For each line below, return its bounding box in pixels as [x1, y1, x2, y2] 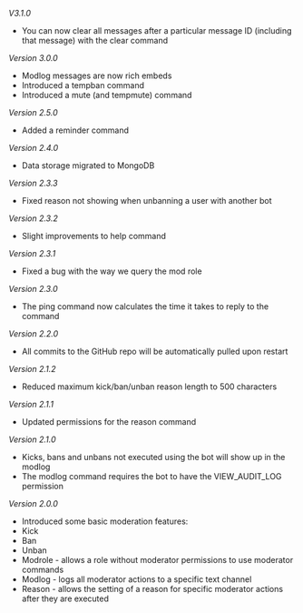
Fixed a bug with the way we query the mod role [21, 266, 202, 276]
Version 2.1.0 [8, 434, 56, 445]
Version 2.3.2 [8, 213, 58, 224]
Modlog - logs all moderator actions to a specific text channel [21, 574, 252, 585]
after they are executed [21, 593, 110, 604]
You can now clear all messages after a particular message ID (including [21, 25, 292, 35]
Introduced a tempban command [21, 80, 145, 90]
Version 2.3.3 [8, 177, 58, 188]
